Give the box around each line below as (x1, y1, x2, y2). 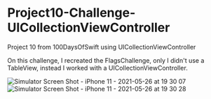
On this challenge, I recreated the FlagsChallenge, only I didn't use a (7, 56, 205, 64)
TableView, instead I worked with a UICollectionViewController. (7, 63, 188, 72)
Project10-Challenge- (7, 5, 136, 21)
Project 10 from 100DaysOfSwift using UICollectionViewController (7, 43, 196, 51)
